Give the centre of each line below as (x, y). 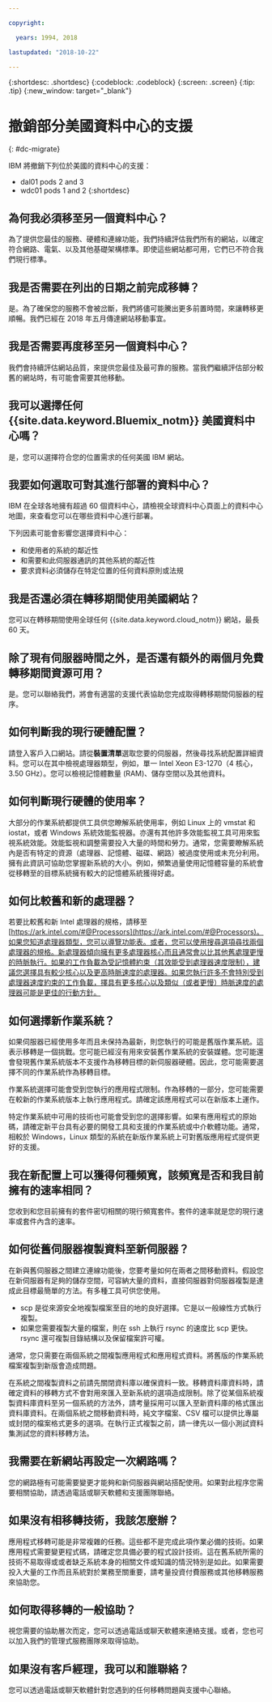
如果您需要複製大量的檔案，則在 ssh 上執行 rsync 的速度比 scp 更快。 (136, 1328)
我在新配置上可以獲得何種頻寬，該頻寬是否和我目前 (136, 1175)
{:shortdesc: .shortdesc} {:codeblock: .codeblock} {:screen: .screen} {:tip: (132, 83)
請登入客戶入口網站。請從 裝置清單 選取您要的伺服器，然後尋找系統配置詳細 (132, 753)
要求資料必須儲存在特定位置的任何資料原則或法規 (102, 571)
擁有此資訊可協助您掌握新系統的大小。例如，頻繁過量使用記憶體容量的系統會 (136, 862)
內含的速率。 (57, 1221)
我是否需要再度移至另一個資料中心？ (99, 346)
